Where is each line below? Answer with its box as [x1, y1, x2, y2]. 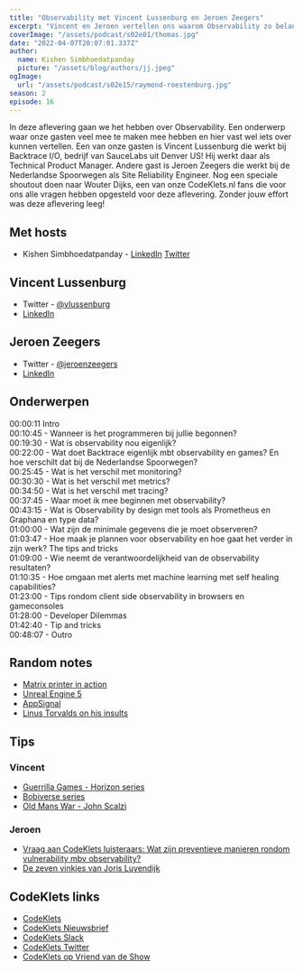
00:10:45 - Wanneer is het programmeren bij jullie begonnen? [9, 428, 237, 439]
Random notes [9, 655, 93, 670]
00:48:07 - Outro [9, 629, 73, 640]
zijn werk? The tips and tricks [9, 542, 119, 553]
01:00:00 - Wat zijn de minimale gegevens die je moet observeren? [9, 523, 258, 534]
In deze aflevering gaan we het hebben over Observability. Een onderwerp [9, 122, 286, 133]
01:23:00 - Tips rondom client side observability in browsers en [9, 590, 245, 601]
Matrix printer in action [22, 679, 107, 690]
